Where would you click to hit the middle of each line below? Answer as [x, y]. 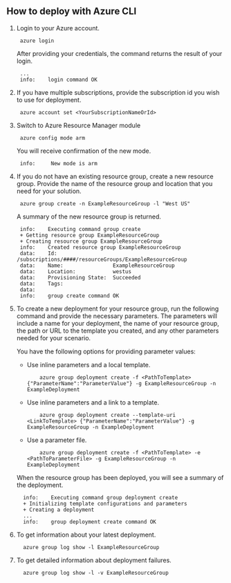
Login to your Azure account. [58, 28]
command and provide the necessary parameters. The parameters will [117, 316]
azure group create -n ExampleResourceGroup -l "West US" [105, 203]
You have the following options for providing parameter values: [106, 351]
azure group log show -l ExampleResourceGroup [91, 547]
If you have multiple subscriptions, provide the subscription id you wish [118, 92]
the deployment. [40, 485]
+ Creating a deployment [59, 510]
